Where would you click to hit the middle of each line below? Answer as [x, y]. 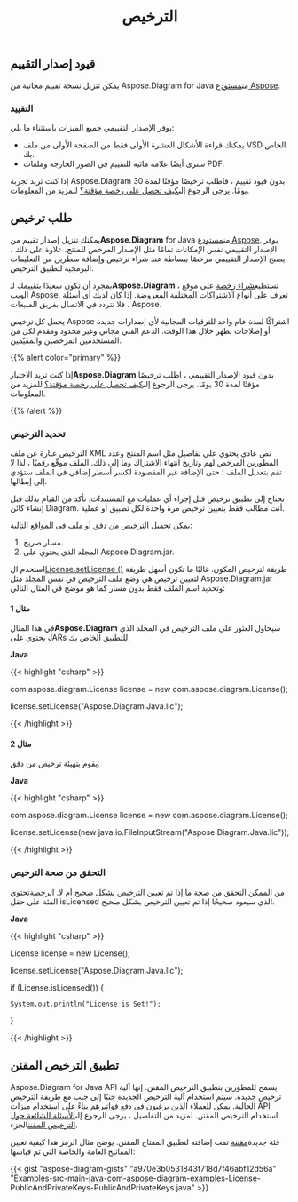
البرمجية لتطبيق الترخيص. [52, 267]
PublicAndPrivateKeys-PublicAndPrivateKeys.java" [102, 1187]
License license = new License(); [71, 953]
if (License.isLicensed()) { [57, 987]
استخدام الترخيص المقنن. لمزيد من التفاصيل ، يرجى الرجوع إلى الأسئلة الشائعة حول [144, 1115]
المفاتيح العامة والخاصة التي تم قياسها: [73, 1151]
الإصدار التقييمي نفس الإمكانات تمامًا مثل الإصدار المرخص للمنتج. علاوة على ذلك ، [144, 249]
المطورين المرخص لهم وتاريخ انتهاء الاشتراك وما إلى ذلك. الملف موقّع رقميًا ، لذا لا [144, 463]
